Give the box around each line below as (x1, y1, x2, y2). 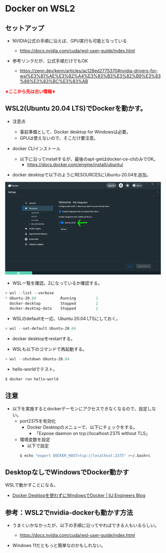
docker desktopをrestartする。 (12, 336, 75, 342)
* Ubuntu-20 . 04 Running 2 (5, 296, 98, 301)
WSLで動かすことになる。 (5, 482, 58, 488)
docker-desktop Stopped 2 (9, 301, 98, 306)
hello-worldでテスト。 (12, 366, 58, 372)
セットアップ (5, 24, 44, 32)
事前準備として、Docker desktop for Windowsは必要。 (19, 129, 131, 135)
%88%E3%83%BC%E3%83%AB (19, 79, 88, 84)
